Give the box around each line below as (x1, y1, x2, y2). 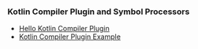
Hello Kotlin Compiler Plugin (18, 24, 110, 33)
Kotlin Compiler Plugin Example (18, 32, 121, 41)
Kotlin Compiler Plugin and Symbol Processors (7, 6, 190, 17)
